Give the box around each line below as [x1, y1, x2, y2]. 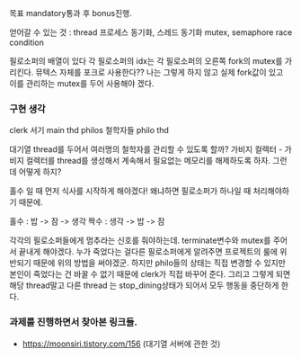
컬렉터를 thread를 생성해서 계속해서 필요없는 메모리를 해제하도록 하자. [25, 156, 271, 166]
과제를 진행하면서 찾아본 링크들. [9, 316, 137, 328]
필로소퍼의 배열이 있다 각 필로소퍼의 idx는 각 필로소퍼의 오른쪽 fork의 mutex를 [9, 56, 283, 66]
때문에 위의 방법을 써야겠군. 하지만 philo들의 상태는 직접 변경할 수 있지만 [32, 257, 286, 268]
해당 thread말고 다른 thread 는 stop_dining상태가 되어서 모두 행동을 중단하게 [9, 280, 279, 291]
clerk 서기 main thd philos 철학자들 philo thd [9, 125, 169, 136]
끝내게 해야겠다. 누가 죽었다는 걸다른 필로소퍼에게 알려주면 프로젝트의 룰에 [18, 246, 279, 257]
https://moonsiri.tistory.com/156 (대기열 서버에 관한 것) [22, 338, 221, 349]
